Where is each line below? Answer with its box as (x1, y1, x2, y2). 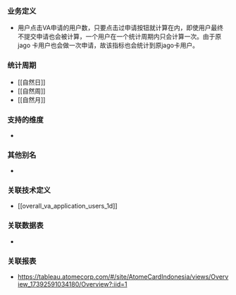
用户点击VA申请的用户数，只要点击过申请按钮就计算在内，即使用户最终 (17, 23, 224, 32)
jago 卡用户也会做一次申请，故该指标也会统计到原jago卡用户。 (17, 41, 199, 50)
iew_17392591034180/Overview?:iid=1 (17, 280, 128, 289)
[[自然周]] (17, 87, 46, 95)
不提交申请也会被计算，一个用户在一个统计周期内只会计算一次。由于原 (17, 32, 222, 41)
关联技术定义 (7, 185, 51, 195)
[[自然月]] (17, 95, 46, 103)
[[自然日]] (17, 77, 46, 86)
